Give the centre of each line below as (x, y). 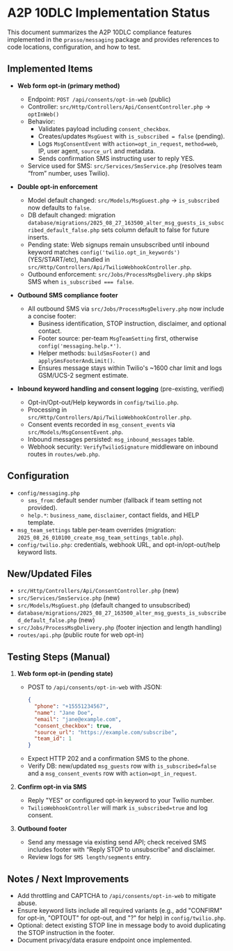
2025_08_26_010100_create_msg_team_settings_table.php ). (101, 537)
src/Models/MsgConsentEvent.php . (75, 432)
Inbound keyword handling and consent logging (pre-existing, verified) (121, 389)
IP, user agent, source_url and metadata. (97, 150)
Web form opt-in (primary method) (69, 86)
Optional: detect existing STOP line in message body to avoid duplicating (121, 925)
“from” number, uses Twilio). (69, 173)
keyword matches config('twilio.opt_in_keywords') (104, 252)
